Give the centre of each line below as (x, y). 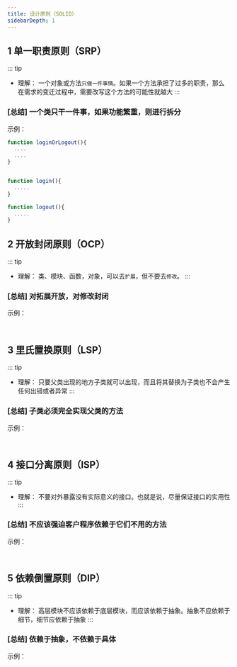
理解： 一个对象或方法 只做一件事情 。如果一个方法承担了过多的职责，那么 (121, 83)
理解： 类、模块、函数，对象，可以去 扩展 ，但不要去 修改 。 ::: (104, 276)
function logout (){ (36, 207)
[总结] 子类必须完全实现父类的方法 (65, 411)
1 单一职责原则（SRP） (57, 51)
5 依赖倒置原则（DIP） (56, 578)
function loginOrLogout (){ (47, 142)
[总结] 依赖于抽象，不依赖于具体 (62, 639)
